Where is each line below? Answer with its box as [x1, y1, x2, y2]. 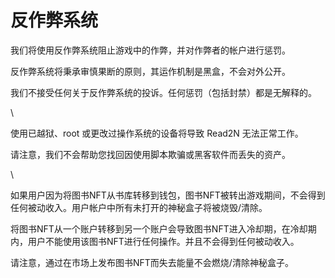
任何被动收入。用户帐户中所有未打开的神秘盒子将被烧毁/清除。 [10, 201, 268, 213]
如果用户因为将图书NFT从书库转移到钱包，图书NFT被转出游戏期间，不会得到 [10, 189, 326, 201]
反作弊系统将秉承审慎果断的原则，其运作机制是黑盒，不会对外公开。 [10, 65, 291, 77]
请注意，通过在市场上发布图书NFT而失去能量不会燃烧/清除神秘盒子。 [10, 256, 294, 268]
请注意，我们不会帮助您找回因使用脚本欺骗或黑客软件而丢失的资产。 [10, 148, 291, 160]
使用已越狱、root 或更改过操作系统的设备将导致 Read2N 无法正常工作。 [10, 127, 304, 139]
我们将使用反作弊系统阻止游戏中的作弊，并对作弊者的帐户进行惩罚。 [10, 44, 291, 56]
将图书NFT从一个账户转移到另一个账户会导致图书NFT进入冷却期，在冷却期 [10, 222, 317, 235]
